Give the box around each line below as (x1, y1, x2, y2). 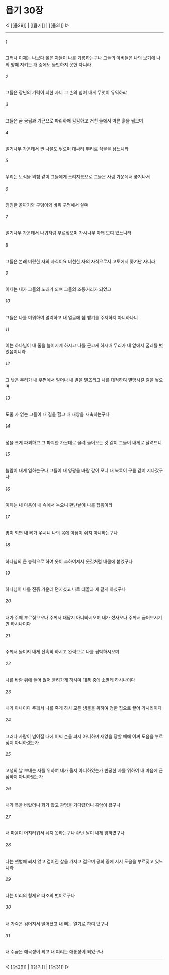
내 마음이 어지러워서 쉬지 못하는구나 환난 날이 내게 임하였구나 (5, 830, 125, 836)
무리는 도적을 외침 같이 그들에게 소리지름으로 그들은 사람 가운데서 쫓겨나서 (5, 173, 150, 179)
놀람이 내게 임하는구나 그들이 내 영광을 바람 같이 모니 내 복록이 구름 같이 (5, 467, 146, 473)
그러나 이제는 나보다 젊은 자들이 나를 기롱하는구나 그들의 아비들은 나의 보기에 (5, 55, 156, 61)
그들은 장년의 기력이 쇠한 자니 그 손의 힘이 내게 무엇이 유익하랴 (5, 89, 127, 96)
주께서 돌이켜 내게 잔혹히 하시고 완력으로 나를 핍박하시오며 (5, 649, 120, 655)
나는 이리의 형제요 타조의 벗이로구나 (5, 892, 75, 898)
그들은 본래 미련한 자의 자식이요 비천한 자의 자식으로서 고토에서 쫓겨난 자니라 (5, 258, 156, 264)
